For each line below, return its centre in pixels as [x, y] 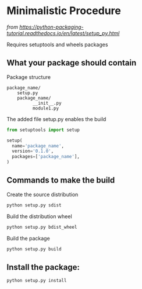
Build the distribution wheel [39, 216]
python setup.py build [34, 249]
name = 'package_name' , [38, 146]
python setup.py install [37, 281]
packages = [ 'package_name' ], [46, 157]
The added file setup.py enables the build [56, 119]
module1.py [46, 108]
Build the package [28, 238]
